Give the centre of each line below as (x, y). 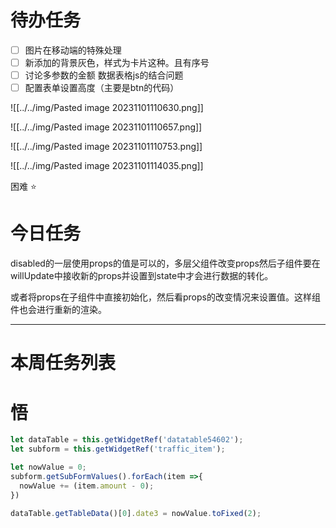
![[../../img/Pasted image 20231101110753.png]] (106, 147)
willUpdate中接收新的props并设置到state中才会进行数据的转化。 (142, 276)
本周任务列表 (63, 363)
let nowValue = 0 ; (48, 467)
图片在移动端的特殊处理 (73, 50)
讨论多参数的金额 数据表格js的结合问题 (104, 75)
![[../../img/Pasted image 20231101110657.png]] (106, 127)
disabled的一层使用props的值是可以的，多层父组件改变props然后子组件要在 (165, 263)
